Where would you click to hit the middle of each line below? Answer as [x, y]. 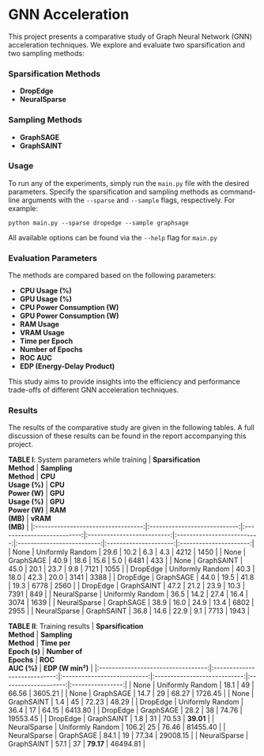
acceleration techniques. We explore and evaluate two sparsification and [126, 44]
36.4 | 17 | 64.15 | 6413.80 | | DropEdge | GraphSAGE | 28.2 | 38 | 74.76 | [125, 710]
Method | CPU [32, 477]
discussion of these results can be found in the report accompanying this [127, 436]
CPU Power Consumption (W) [69, 308]
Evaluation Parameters [53, 258]
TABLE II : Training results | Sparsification [76, 626]
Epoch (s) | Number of [45, 652]
